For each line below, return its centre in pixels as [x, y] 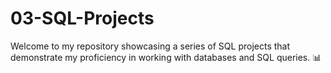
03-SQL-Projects [82, 18]
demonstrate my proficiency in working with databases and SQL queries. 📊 [166, 57]
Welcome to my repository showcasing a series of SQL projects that [150, 46]
